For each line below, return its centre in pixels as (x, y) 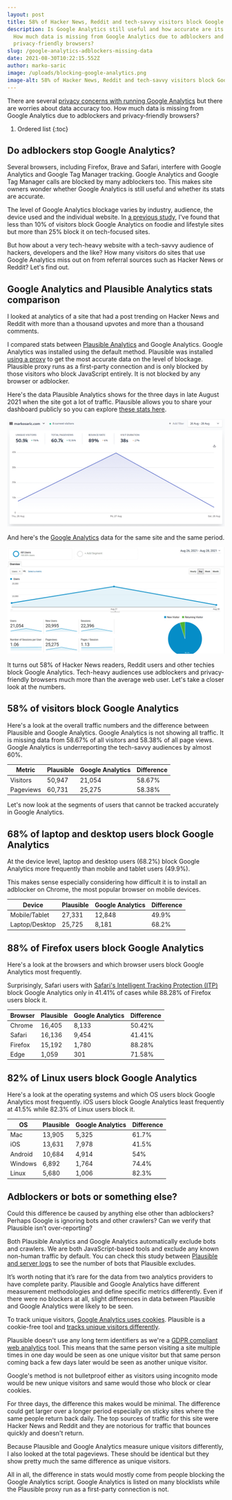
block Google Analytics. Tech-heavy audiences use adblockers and (103, 672)
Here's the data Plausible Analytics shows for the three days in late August (113, 395)
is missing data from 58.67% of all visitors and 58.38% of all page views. (110, 740)
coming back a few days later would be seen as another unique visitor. (107, 1363)
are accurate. (26, 196)
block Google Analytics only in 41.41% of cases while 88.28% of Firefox (109, 993)
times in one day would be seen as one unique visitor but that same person (114, 1355)
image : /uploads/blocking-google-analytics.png (77, 73)
